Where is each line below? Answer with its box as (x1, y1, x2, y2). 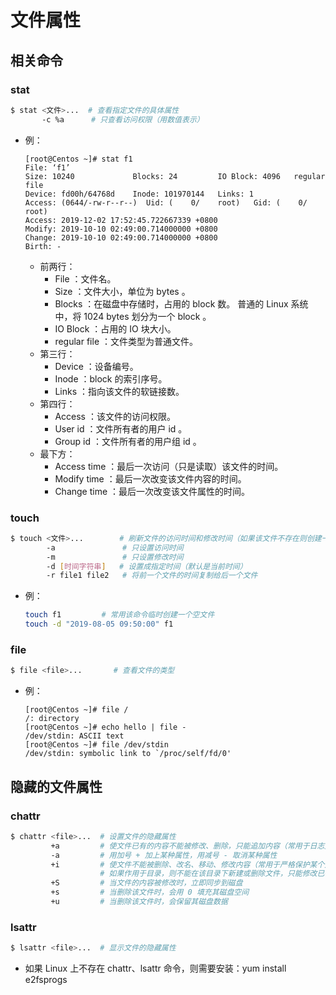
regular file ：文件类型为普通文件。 (54, 335, 198, 347)
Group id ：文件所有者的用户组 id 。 (54, 435, 202, 447)
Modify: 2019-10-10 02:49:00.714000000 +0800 (24, 224, 218, 234)
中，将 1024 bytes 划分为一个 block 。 (54, 310, 212, 322)
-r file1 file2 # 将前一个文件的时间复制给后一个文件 (46, 571, 258, 581)
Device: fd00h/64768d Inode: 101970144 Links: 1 (24, 189, 254, 199)
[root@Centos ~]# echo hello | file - (24, 722, 187, 733)
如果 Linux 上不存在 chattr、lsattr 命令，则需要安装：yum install (24, 962, 287, 975)
